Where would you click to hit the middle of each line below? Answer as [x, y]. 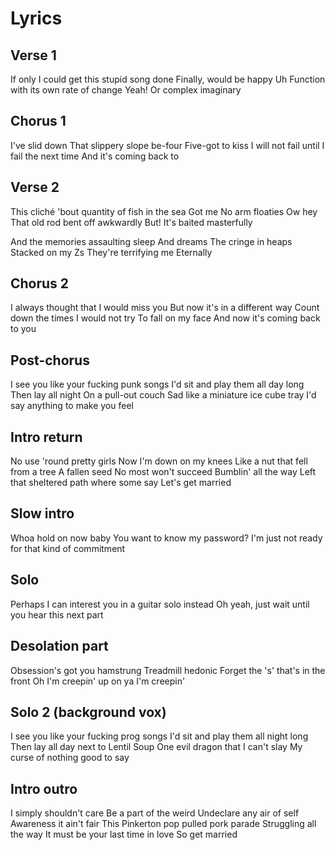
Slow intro [42, 513]
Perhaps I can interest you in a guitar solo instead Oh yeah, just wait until [160, 604]
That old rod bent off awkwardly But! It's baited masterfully [131, 222]
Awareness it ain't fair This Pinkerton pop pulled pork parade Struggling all [163, 824]
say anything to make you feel [72, 406]
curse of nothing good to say [70, 758]
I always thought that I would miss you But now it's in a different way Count [165, 308]
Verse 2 [35, 187]
